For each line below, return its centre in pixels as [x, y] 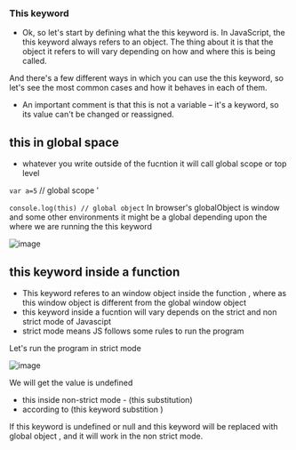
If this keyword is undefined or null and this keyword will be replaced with [144, 426]
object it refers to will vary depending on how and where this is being [148, 52]
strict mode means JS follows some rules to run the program [133, 331]
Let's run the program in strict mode [76, 348]
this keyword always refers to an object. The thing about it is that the [148, 42]
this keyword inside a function [95, 272]
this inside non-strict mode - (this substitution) [107, 399]
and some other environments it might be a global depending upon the [138, 217]
